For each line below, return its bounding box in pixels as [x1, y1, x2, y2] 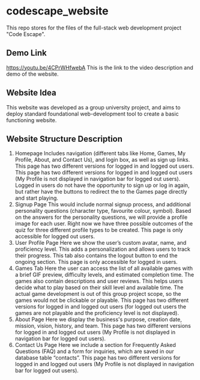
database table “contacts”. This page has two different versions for [14, 354, 181, 361]
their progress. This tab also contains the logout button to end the [14, 252, 178, 259]
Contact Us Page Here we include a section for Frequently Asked [14, 342, 176, 349]
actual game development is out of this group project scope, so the [14, 290, 181, 298]
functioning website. [6, 116, 57, 124]
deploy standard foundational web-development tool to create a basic [6, 110, 179, 117]
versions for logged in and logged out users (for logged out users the [14, 303, 186, 310]
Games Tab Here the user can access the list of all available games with [14, 265, 193, 272]
